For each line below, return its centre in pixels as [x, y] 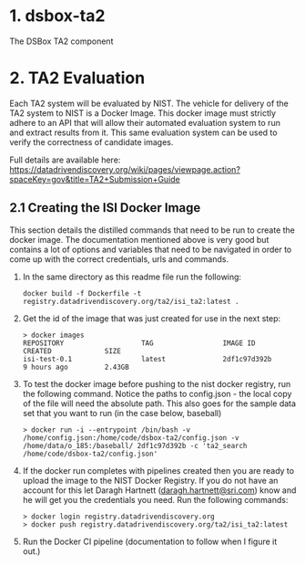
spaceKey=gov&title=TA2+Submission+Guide [95, 179]
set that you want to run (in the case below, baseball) [122, 413]
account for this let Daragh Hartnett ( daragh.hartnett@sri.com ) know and [159, 490]
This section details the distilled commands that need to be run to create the [152, 230]
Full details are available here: [65, 160]
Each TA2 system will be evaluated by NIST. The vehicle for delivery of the [149, 103]
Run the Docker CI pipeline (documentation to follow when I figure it [150, 541]
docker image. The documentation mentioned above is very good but [139, 239]
